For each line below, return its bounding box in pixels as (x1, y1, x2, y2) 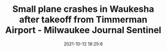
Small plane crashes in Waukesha (12, 3, 155, 15)
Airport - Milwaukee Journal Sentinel (5, 25, 162, 36)
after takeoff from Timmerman (19, 14, 148, 25)
